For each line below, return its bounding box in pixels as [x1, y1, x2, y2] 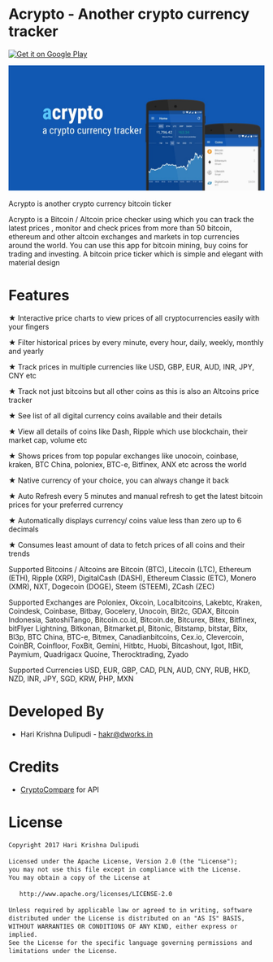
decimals [8, 524, 39, 534]
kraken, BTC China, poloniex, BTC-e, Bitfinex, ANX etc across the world [8, 459, 247, 469]
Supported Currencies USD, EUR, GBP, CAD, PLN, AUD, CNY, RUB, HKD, [8, 665, 250, 675]
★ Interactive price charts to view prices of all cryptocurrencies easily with [8, 313, 260, 322]
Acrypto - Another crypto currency [8, 5, 250, 24]
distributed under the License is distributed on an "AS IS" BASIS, [8, 914, 245, 922]
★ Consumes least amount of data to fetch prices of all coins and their [8, 540, 245, 549]
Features [8, 286, 70, 305]
